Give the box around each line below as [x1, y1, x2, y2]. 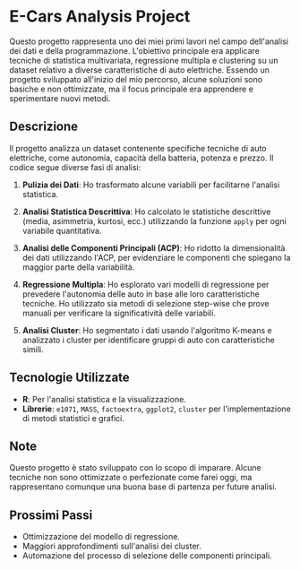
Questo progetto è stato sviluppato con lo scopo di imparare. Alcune [9, 462, 261, 473]
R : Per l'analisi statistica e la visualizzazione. [21, 393, 186, 404]
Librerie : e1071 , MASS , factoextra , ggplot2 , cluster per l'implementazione [21, 403, 291, 414]
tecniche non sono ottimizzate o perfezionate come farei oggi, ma [9, 472, 253, 483]
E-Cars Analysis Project [9, 6, 191, 27]
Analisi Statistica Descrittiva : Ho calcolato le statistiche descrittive [21, 206, 271, 217]
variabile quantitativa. [21, 225, 102, 236]
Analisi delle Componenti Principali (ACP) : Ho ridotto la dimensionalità [21, 242, 286, 253]
